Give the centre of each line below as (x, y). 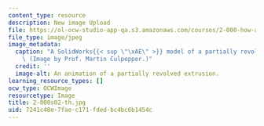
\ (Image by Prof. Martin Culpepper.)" (88, 59)
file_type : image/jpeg (45, 37)
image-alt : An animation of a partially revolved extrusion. (117, 74)
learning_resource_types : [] (56, 81)
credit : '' (33, 67)
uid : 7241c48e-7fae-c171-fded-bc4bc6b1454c (81, 110)
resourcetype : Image (42, 95)
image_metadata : (35, 45)
